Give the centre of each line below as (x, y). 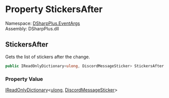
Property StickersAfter (54, 9)
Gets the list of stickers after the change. (48, 57)
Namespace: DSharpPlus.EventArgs (43, 23)
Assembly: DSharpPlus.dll (32, 28)
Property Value (24, 79)
